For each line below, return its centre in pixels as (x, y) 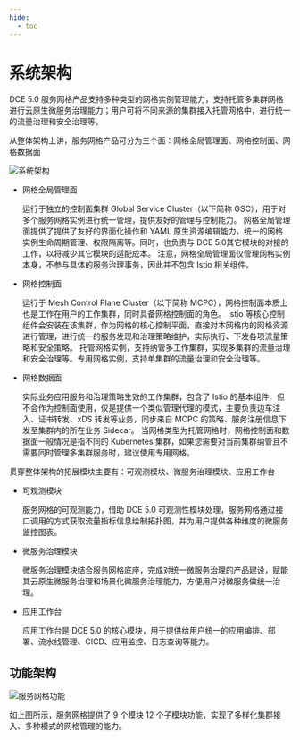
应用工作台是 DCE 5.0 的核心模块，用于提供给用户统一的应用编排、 (145, 631)
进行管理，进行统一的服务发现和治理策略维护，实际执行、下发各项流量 (151, 336)
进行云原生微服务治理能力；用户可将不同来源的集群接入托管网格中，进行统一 (150, 111)
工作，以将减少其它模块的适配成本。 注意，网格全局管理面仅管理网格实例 (156, 254)
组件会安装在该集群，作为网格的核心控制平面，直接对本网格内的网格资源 (155, 325)
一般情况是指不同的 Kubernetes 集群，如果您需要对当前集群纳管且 (159, 442)
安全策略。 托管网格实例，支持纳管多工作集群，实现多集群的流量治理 (164, 348)
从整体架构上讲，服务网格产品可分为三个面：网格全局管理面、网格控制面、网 (150, 140)
